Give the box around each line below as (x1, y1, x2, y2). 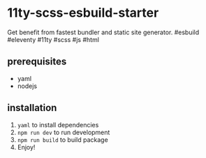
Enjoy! (17, 143, 36, 151)
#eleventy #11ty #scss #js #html (7, 35, 100, 43)
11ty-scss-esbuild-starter (7, 5, 159, 21)
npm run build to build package (17, 135, 108, 144)
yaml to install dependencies (17, 120, 99, 129)
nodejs (17, 82, 37, 90)
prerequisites (7, 56, 67, 68)
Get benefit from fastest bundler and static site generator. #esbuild (7, 28, 200, 36)
